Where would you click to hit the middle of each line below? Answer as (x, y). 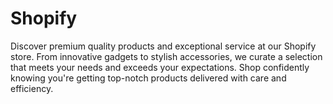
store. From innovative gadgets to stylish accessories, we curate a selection (166, 56)
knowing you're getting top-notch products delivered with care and (148, 78)
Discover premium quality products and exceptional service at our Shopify (163, 46)
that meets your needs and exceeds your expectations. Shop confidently (160, 67)
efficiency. (32, 88)
